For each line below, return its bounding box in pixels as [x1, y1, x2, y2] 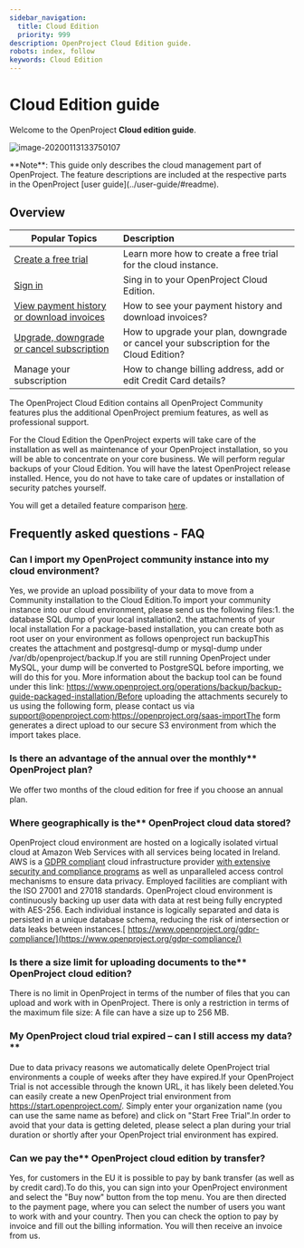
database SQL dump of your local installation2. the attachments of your [9, 614, 276, 625]
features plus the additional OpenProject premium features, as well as [9, 407, 270, 418]
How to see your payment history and [123, 299, 283, 312]
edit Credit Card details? [123, 373, 226, 386]
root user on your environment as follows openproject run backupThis [9, 634, 270, 644]
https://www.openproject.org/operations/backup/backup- [66, 682, 282, 692]
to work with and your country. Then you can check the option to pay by [9, 1211, 279, 1222]
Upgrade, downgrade [14, 331, 105, 343]
